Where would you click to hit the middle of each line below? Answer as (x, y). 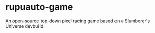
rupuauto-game (39, 7)
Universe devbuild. (25, 26)
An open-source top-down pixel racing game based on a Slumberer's (78, 21)
